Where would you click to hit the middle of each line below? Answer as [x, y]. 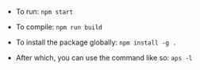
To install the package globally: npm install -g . [96, 42]
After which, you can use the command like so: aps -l [104, 58]
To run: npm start [44, 12]
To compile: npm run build [59, 27]
